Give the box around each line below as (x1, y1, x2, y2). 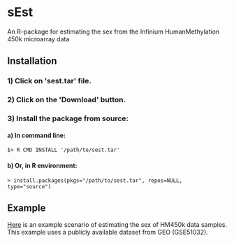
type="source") (7, 183, 52, 190)
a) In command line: (7, 131, 66, 139)
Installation (7, 55, 57, 67)
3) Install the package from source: (7, 113, 129, 123)
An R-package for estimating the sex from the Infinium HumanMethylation (7, 27, 220, 36)
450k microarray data (7, 34, 70, 43)
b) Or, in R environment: (7, 161, 78, 169)
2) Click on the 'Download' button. (7, 95, 126, 105)
